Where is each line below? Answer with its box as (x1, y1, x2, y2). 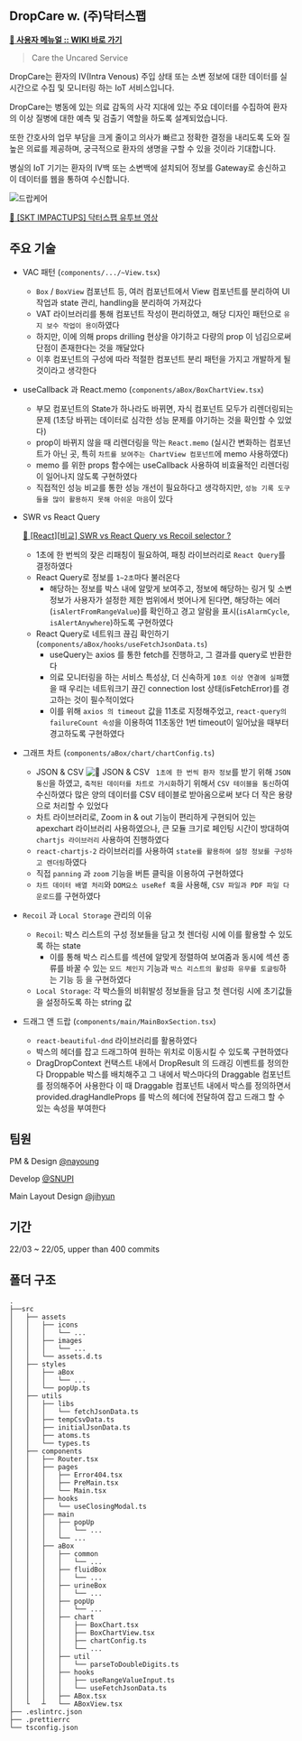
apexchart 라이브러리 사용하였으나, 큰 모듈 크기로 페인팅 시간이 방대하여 (35, 822, 290, 833)
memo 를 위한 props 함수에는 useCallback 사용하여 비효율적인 (35, 459, 259, 470)
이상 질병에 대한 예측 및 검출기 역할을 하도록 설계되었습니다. (18, 112, 228, 124)
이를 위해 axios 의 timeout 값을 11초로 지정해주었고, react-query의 (49, 705, 287, 716)
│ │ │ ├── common (9, 1550, 99, 1559)
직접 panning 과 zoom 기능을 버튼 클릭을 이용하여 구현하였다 (35, 867, 244, 878)
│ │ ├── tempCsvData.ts (9, 1415, 115, 1424)
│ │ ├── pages (9, 1463, 78, 1472)
